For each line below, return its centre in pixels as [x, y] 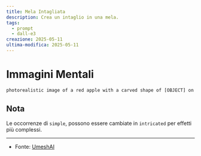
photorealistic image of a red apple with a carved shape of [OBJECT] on [100, 90]
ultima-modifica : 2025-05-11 [42, 45]
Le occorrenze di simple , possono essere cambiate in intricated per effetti [99, 123]
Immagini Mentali [50, 74]
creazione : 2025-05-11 [34, 39]
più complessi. [24, 129]
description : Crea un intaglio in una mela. [63, 17]
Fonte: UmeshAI [35, 146]
